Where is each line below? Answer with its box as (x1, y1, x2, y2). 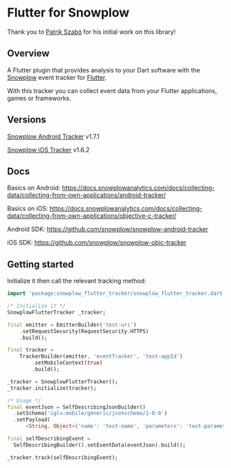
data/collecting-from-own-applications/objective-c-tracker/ (7, 212, 177, 220)
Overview (7, 48, 50, 59)
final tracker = (7, 347, 54, 354)
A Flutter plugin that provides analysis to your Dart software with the (7, 65, 201, 74)
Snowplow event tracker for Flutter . (7, 73, 107, 81)
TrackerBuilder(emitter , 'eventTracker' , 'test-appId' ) (19, 353, 184, 360)
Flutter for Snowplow (7, 5, 130, 21)
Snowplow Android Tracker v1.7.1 (7, 132, 100, 141)
